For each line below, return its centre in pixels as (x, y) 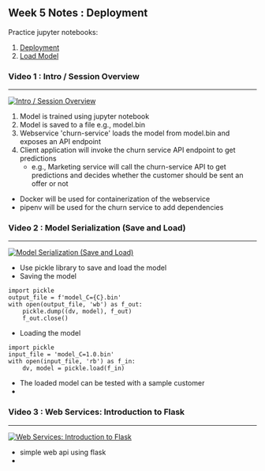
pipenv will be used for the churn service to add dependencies (121, 207)
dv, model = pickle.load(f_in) (74, 368)
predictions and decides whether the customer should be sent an (137, 175)
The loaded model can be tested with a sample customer (112, 383)
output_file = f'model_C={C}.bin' (65, 298)
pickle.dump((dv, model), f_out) (77, 312)
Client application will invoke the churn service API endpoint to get (127, 150)
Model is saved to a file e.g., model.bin (82, 125)
